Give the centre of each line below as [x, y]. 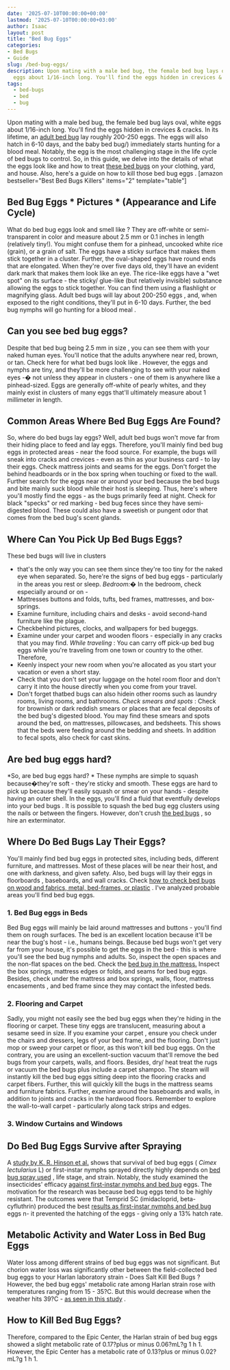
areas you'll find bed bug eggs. [51, 895]
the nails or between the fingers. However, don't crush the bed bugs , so [109, 813]
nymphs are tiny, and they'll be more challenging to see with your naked [108, 369]
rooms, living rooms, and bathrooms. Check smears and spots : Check [117, 701]
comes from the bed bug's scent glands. [64, 518]
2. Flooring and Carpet [45, 1004]
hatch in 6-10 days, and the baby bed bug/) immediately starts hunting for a [114, 144]
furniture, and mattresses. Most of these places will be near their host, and [112, 866]
